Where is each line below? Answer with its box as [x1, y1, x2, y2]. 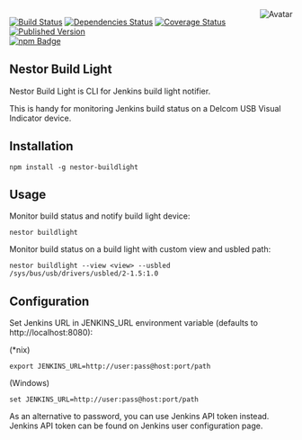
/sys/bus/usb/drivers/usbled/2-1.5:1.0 [9, 269, 159, 278]
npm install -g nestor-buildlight [9, 162, 139, 172]
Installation [9, 139, 74, 154]
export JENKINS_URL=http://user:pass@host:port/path [9, 362, 211, 372]
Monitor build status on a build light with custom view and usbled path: [9, 244, 271, 255]
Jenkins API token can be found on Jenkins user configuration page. [9, 420, 263, 431]
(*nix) [9, 345, 31, 355]
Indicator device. [9, 112, 72, 123]
